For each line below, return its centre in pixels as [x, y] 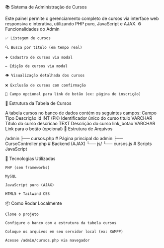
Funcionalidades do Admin [32, 29]
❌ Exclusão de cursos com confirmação [45, 85]
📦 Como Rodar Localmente [34, 203]
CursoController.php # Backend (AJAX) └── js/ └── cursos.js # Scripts [79, 144]
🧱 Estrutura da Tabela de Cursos [38, 103]
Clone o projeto [22, 214]
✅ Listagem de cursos [28, 38]
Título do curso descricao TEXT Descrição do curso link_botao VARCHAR [80, 124]
